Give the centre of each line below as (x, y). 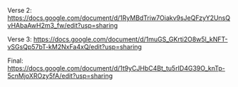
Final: (15, 61)
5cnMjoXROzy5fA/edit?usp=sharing (60, 76)
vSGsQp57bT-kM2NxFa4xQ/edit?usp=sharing (75, 47)
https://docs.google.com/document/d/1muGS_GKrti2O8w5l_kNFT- (130, 39)
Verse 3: (20, 39)
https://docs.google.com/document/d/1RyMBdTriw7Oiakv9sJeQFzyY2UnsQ (119, 18)
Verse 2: (20, 10)
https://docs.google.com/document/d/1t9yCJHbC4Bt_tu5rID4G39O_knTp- (117, 68)
